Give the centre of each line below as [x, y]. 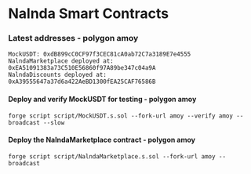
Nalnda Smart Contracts [89, 14]
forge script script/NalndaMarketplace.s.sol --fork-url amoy [112, 156]
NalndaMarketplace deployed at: [61, 61]
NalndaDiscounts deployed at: [58, 75]
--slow [54, 122]
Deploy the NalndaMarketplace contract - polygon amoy [102, 140]
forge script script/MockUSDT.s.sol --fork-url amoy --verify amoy [121, 116]
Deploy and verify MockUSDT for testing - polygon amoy [102, 100]
